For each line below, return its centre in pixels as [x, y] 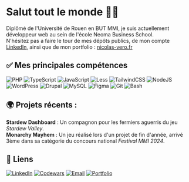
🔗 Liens [20, 159]
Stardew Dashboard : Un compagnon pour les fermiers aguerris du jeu [92, 122]
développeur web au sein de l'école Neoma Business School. [80, 34]
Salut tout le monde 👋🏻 [63, 12]
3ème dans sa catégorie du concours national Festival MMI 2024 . [85, 141]
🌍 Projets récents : [42, 105]
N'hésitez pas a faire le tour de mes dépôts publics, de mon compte [88, 41]
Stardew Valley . [25, 128]
